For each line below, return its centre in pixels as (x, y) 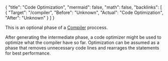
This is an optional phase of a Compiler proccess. (57, 27)
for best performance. (28, 53)
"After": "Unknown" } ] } (30, 18)
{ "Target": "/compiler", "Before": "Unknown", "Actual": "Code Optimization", (84, 12)
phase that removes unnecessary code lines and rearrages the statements (82, 48)
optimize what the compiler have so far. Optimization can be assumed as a (82, 42)
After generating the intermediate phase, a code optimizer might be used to (83, 37)
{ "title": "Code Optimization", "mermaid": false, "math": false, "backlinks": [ (84, 7)
